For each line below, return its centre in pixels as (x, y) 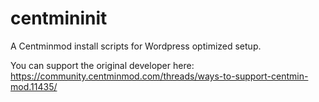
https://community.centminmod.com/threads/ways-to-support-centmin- (159, 76)
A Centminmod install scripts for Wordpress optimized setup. (136, 46)
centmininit (59, 18)
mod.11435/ (34, 86)
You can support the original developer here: (102, 65)
